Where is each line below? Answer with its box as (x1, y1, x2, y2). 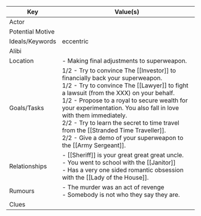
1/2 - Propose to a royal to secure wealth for (62, 96, 188, 104)
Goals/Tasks (9, 104, 44, 112)
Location (9, 57, 34, 65)
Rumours (9, 187, 35, 195)
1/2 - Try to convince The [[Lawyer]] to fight (62, 81, 188, 89)
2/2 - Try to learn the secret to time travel (62, 119, 179, 127)
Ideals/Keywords (9, 37, 57, 45)
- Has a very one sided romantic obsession (62, 166, 184, 174)
